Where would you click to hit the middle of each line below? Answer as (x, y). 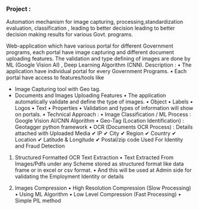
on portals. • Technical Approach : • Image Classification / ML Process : (103, 114)
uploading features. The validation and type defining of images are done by (99, 59)
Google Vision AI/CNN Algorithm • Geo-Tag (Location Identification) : (99, 121)
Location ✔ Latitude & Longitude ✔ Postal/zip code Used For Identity (99, 140)
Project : (19, 9)
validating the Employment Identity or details (69, 177)
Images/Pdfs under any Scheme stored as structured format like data (99, 164)
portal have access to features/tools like (55, 78)
